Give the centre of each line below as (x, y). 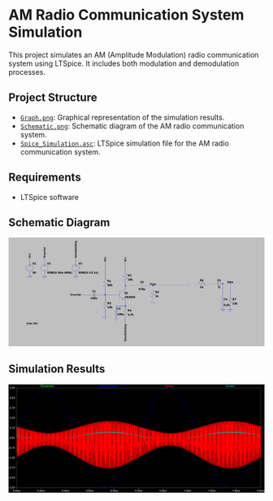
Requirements (45, 178)
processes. (27, 72)
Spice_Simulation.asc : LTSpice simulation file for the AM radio (124, 143)
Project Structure (53, 98)
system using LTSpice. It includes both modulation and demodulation (124, 63)
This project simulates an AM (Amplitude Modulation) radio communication (134, 54)
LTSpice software (50, 197)
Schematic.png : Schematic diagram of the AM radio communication (132, 126)
